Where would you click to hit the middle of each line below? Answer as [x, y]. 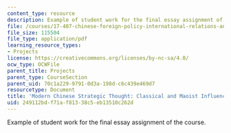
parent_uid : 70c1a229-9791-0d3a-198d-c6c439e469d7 [81, 84]
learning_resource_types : [44, 45]
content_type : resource [41, 13]
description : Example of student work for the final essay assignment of [115, 20]
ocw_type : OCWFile [33, 64]
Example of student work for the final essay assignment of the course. [107, 122]
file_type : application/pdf [47, 39]
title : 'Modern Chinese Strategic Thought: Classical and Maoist [102, 97]
